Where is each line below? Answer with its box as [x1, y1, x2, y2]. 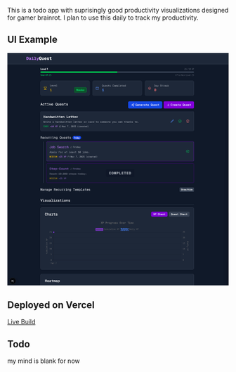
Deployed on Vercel [7, 299, 95, 311]
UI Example [7, 34, 58, 46]
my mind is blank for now [7, 357, 80, 365]
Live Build [7, 318, 36, 326]
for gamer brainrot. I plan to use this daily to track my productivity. [7, 13, 199, 22]
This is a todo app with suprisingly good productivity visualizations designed [7, 6, 229, 14]
